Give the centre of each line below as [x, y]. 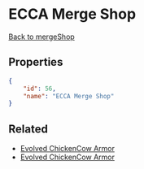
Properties [36, 62]
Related [28, 129]
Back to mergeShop [41, 37]
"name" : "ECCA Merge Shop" [69, 96]
